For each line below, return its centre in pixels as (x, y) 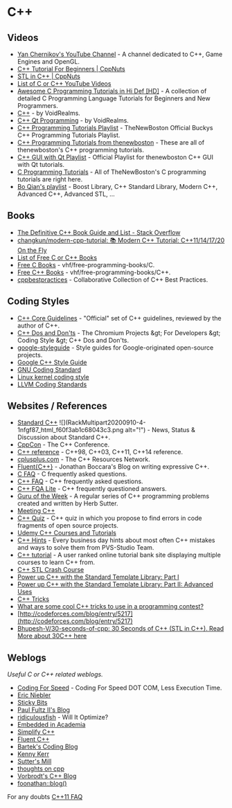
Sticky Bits (32, 703)
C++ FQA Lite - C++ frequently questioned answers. (92, 489)
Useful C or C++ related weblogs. (55, 674)
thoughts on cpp (41, 769)
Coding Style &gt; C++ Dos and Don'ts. (73, 340)
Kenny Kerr (33, 754)
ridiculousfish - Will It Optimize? (63, 717)
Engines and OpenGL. (48, 62)
